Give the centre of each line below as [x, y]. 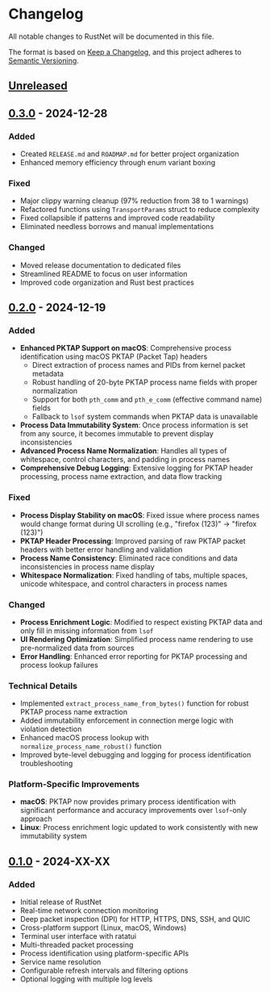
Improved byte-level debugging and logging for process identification [135, 755]
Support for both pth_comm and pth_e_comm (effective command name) [147, 399]
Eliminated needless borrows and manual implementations [117, 227]
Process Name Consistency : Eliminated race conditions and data [129, 558]
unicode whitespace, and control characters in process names [124, 584]
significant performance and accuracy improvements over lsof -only [133, 811]
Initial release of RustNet [61, 902]
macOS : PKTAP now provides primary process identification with [128, 802]
